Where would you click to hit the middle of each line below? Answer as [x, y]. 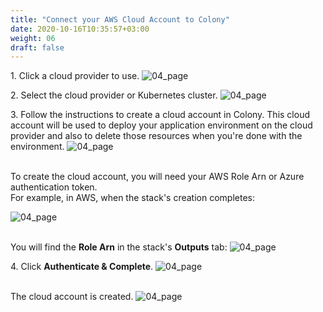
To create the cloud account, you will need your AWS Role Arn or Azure [157, 177]
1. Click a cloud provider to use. [75, 76]
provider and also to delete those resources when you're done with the [156, 136]
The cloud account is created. [72, 297]
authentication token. [54, 187]
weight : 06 [33, 38]
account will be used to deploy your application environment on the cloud [161, 125]
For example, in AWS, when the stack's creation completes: [132, 198]
